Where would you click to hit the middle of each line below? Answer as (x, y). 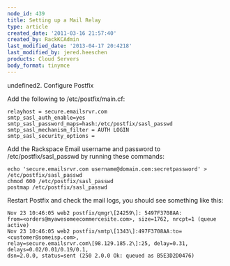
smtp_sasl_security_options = (51, 136)
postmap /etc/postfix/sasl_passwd (58, 187)
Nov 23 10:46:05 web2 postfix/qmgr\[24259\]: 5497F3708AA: (95, 213)
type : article (28, 26)
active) (18, 225)
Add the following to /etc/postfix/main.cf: (66, 99)
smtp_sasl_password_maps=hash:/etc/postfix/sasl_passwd (90, 124)
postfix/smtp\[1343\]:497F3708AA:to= (128, 231)
